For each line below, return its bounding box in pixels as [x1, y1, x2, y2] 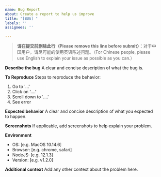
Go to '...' [12, 84, 30, 89]
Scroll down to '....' [12, 94, 49, 100]
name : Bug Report [5, 7, 40, 12]
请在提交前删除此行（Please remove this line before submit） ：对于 [16, 43, 152, 49]
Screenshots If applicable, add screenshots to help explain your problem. [5, 123, 152, 129]
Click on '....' [12, 89, 37, 95]
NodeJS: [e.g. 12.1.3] [12, 152, 53, 158]
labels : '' [5, 20, 27, 26]
